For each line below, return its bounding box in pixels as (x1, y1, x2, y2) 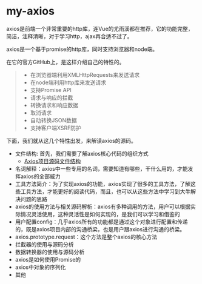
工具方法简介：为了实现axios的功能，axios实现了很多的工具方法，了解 (15, 180, 191, 187)
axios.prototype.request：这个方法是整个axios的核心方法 (15, 233, 158, 240)
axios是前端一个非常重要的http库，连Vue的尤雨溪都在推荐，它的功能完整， (6, 25, 194, 32)
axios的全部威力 (20, 173, 61, 180)
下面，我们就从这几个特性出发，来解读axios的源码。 (6, 137, 136, 144)
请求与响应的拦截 (30, 94, 73, 101)
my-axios (6, 4, 55, 18)
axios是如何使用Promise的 (15, 256, 81, 263)
